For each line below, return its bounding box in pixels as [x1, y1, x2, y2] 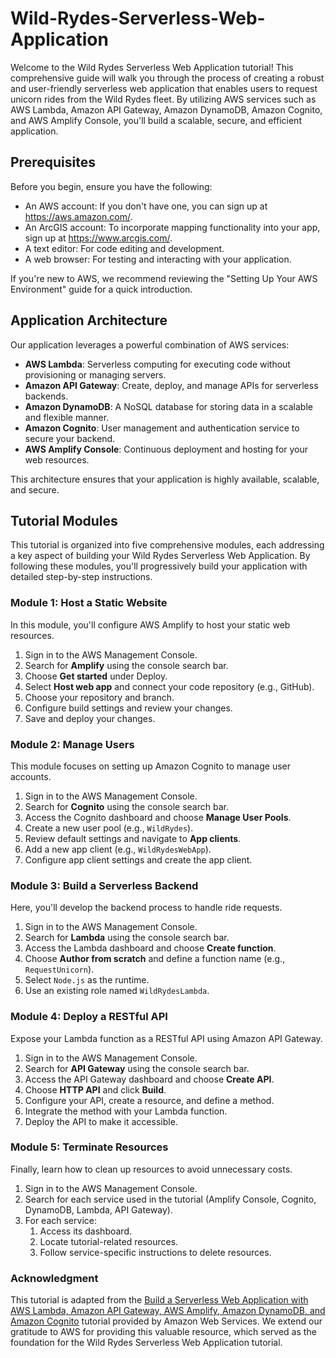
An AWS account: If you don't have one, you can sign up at [24, 200, 268, 212]
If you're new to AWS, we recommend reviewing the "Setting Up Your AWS [10, 272, 318, 284]
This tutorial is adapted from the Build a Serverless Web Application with [10, 1294, 309, 1306]
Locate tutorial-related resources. [39, 1235, 179, 1247]
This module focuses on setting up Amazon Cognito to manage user [10, 760, 292, 772]
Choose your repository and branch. [24, 691, 175, 703]
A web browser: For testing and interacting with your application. [24, 253, 292, 265]
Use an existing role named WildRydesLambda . [24, 985, 210, 997]
